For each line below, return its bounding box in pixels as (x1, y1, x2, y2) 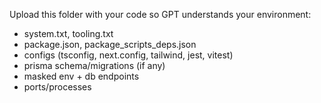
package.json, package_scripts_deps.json (23, 39, 197, 50)
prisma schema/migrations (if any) (23, 60, 166, 71)
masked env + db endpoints (23, 70, 140, 82)
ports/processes (23, 81, 92, 93)
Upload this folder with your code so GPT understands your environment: (9, 9, 312, 20)
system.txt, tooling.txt (23, 28, 114, 39)
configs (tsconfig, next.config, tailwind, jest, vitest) (23, 49, 234, 61)
